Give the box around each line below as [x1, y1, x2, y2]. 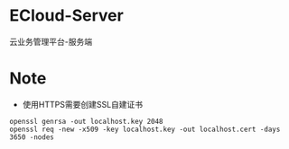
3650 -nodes [9, 132, 54, 142]
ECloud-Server [9, 5, 124, 26]
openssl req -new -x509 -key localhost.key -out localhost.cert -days [9, 125, 281, 134]
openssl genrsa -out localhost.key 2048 [9, 117, 164, 126]
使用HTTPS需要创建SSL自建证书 [22, 99, 144, 110]
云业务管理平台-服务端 [9, 36, 93, 47]
